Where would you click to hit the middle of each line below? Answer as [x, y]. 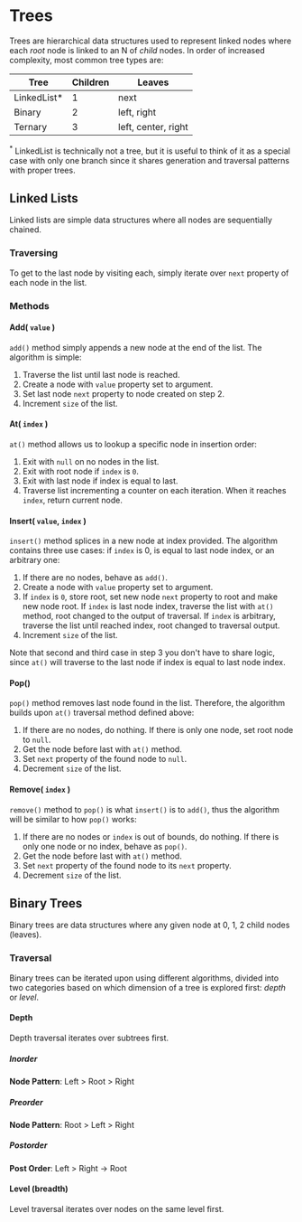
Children [91, 82]
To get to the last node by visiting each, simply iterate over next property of [149, 273]
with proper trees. [42, 170]
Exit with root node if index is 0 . [81, 472]
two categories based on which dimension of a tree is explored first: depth [148, 987]
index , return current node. [73, 500]
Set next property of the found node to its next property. [127, 865]
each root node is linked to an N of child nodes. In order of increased [137, 50]
